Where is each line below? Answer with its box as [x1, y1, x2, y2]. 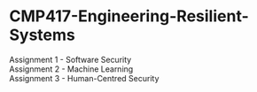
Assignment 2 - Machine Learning [9, 64, 134, 74]
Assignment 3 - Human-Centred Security [9, 73, 160, 83]
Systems [9, 25, 75, 45]
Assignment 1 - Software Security [9, 54, 132, 65]
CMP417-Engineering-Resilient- [9, 6, 250, 27]
